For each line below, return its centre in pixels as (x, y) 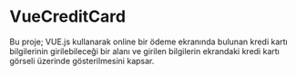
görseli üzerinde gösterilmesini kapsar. (82, 61)
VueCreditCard (67, 17)
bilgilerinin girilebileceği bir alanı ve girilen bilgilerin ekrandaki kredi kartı (144, 51)
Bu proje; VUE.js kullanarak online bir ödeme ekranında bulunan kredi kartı (149, 42)
